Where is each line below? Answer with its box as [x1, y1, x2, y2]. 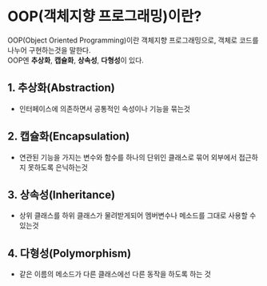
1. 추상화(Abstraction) [7, 81, 115, 95]
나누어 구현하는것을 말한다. [7, 45, 91, 54]
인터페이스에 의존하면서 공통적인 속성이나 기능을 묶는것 [18, 103, 191, 113]
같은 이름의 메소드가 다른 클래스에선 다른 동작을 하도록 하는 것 [18, 269, 211, 279]
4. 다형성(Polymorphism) [7, 246, 132, 260]
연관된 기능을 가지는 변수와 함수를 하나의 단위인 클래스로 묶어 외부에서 [18, 152, 237, 162]
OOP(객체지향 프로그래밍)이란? [7, 7, 202, 26]
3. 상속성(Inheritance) [7, 187, 116, 201]
